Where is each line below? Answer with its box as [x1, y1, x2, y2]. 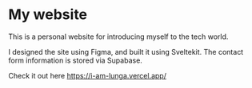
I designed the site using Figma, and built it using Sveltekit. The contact [8, 47, 244, 56]
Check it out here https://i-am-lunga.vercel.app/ [8, 71, 166, 80]
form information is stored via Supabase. [8, 55, 142, 65]
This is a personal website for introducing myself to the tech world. [8, 32, 229, 41]
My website [8, 6, 88, 24]
